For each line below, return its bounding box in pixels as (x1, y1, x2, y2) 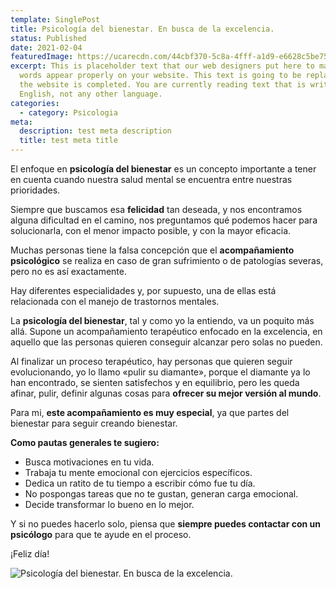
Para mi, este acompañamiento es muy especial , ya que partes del (10, 407, 290, 418)
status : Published (10, 33, 87, 43)
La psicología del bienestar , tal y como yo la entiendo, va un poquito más (10, 315, 315, 326)
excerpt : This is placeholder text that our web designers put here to (10, 61, 315, 71)
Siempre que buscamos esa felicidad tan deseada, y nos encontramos (10, 204, 303, 215)
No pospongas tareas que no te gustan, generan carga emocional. (24, 488, 299, 500)
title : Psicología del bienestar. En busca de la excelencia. (10, 24, 275, 34)
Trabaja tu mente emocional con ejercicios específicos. (24, 467, 253, 478)
